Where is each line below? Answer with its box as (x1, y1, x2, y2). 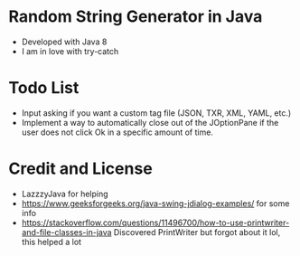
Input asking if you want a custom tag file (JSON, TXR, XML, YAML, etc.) (21, 107, 292, 119)
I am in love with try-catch (21, 45, 119, 56)
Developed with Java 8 (21, 36, 108, 47)
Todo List (8, 78, 80, 99)
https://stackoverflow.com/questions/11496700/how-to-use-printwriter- (21, 217, 290, 228)
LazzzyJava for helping (21, 188, 109, 199)
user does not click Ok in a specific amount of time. (21, 127, 214, 137)
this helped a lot (21, 236, 82, 247)
